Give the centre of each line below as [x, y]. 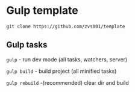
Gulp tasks [27, 45]
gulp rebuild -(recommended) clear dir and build [68, 82]
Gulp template [42, 11]
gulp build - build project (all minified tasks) [61, 71]
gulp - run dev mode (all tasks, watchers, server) [67, 59]
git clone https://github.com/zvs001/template [66, 26]
